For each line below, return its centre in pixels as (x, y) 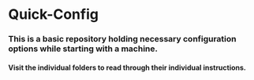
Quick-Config (53, 15)
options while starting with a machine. (83, 49)
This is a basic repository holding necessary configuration (122, 39)
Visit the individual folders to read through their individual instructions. (127, 67)
